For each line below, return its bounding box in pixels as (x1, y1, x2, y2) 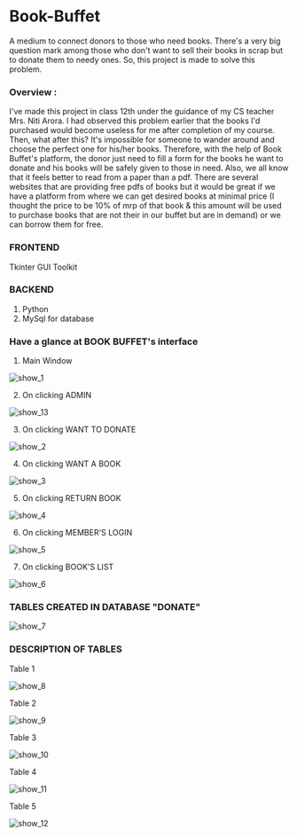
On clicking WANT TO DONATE (21, 424, 137, 435)
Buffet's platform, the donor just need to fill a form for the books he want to (9, 153, 284, 164)
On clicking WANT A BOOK (21, 458, 121, 469)
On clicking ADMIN (21, 390, 92, 401)
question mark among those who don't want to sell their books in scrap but (9, 44, 284, 55)
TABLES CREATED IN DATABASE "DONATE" (9, 601, 201, 614)
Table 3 (9, 731, 37, 742)
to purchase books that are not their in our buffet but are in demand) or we (9, 210, 281, 221)
